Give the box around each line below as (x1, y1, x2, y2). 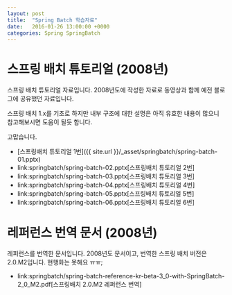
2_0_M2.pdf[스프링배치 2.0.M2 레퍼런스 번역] (17, 280, 142, 289)
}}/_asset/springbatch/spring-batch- (113, 147, 218, 156)
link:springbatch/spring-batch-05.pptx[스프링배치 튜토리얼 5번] (17, 189, 195, 198)
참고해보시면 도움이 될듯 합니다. (7, 118, 93, 126)
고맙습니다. (7, 133, 37, 141)
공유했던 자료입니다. (19, 94, 74, 103)
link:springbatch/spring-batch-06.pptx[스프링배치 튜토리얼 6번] (17, 199, 195, 207)
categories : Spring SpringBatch (7, 29, 100, 37)
